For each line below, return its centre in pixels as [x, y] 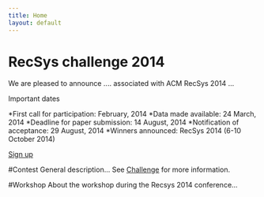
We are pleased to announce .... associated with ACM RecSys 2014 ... [121, 84]
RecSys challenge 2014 [87, 62]
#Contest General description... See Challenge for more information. [119, 169]
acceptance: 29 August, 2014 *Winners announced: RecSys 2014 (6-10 [124, 131]
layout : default [35, 23]
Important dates [34, 98]
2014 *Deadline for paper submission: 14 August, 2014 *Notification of [124, 122]
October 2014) [32, 139]
